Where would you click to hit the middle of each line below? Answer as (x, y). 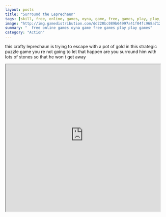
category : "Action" (25, 32)
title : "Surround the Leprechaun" (41, 14)
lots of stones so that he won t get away (45, 57)
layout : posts (20, 10)
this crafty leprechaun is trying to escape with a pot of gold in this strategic (81, 46)
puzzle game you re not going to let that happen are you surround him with (81, 52)
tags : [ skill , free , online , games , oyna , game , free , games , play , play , (83, 19)
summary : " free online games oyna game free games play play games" (79, 28)
